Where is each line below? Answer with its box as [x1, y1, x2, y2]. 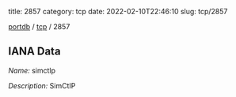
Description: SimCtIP [8, 80, 76, 90]
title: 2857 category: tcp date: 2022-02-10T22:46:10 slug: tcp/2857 [8, 7, 228, 16]
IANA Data [8, 45, 61, 58]
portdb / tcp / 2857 [8, 22, 70, 31]
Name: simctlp [8, 65, 56, 75]
